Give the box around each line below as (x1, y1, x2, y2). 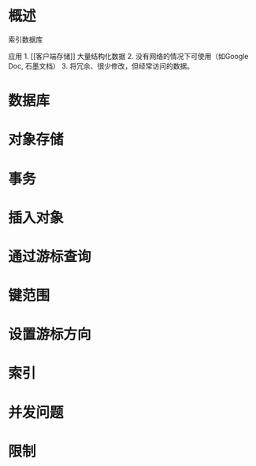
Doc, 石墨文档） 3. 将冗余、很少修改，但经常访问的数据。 (8, 61, 195, 71)
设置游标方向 (8, 326, 92, 343)
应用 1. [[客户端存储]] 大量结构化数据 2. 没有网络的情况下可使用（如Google (8, 51, 249, 61)
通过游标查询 (8, 247, 92, 265)
